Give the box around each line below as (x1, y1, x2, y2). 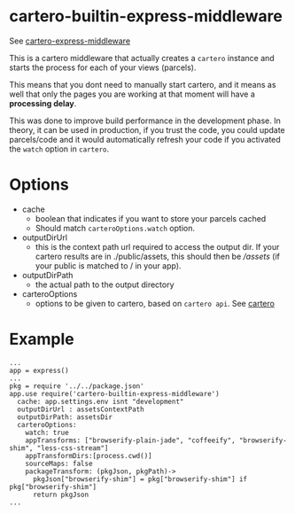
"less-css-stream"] (36, 443, 109, 453)
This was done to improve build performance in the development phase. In (9, 115, 281, 126)
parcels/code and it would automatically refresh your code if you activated (9, 134, 281, 144)
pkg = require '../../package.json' (9, 381, 144, 391)
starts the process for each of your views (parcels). (9, 62, 197, 73)
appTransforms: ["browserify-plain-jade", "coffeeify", (25, 436, 237, 445)
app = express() (9, 366, 69, 375)
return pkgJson (32, 490, 89, 499)
